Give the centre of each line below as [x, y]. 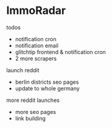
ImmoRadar [36, 11]
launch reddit [23, 70]
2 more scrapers [36, 58]
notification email [37, 45]
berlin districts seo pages [47, 82]
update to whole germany [47, 88]
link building [30, 118]
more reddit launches [33, 100]
